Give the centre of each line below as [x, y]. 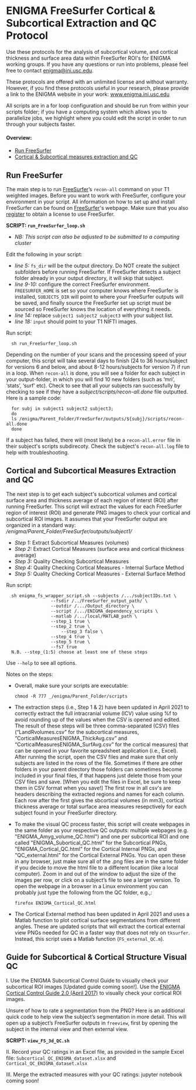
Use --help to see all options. [42, 663]
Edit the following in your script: [44, 254]
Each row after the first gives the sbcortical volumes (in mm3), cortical [99, 800]
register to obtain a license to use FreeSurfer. [61, 214]
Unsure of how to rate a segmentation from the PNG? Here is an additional [96, 1010]
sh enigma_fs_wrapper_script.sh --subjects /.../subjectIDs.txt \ [94, 596]
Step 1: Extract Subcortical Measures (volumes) [72, 543]
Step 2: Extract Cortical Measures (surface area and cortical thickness [99, 549]
